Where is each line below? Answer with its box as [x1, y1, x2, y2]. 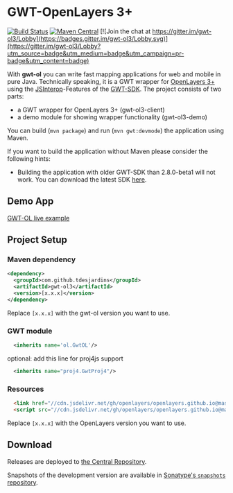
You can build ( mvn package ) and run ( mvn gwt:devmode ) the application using [7, 126, 224, 135]
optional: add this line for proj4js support [7, 354, 123, 363]
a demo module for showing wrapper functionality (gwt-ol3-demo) [17, 112, 208, 121]
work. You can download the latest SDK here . [17, 175, 147, 184]
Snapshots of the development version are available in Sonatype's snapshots [7, 471, 226, 479]
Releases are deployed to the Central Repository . [7, 457, 147, 465]
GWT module [7, 326, 53, 336]
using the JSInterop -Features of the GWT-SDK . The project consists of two [7, 85, 222, 93]
